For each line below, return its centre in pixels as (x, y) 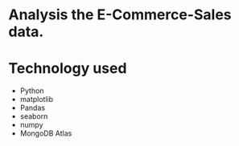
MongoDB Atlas (46, 133)
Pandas (33, 108)
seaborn (34, 116)
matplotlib (37, 99)
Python (32, 91)
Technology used (68, 69)
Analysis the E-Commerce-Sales (120, 15)
